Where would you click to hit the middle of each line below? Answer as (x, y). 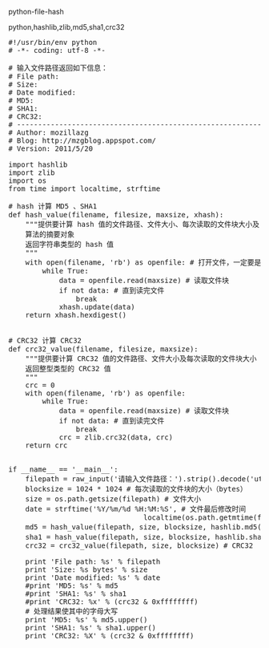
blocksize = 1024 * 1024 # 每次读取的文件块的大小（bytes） (137, 489)
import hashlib (38, 165)
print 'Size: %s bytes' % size (86, 570)
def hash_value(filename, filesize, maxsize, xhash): (116, 215)
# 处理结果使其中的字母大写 (72, 612)
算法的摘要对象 (50, 235)
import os (27, 181)
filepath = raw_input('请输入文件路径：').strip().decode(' (140, 479)
